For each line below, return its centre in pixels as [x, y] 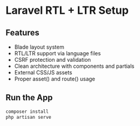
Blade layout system [39, 47]
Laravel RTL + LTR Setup [67, 10]
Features [22, 33]
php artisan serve [28, 117]
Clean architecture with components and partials [74, 66]
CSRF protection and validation [52, 60]
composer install [27, 112]
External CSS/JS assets [43, 72]
